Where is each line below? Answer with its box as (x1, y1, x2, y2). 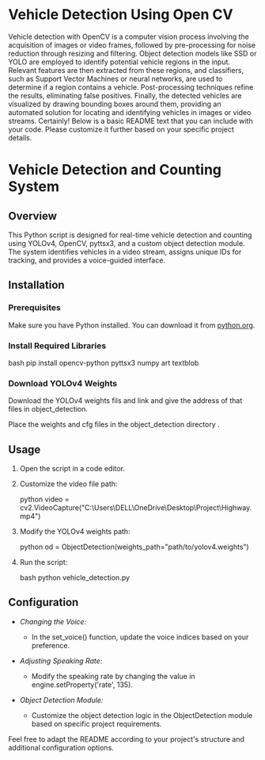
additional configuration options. (8, 743, 115, 752)
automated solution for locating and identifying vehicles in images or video (8, 107, 252, 117)
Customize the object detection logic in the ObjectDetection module (31, 710, 253, 720)
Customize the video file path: (19, 479, 118, 489)
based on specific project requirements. (31, 719, 162, 728)
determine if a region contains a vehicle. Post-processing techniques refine (8, 82, 254, 92)
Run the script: (19, 558, 68, 567)
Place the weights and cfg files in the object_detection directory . (8, 420, 220, 429)
